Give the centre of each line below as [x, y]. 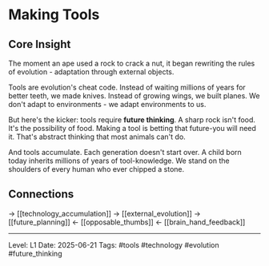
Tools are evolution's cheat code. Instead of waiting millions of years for [127, 87]
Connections [41, 195]
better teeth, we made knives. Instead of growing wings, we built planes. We [134, 96]
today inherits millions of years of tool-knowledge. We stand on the [119, 161]
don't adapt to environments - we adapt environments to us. [107, 104]
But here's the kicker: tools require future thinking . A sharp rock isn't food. [132, 120]
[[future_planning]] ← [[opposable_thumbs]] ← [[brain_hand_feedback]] [127, 222]
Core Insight [40, 44]
